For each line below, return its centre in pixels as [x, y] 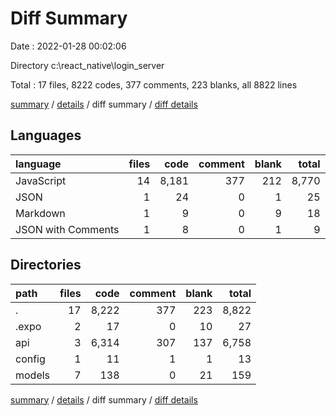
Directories [46, 265]
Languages [46, 135]
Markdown [40, 213]
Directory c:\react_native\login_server [87, 65]
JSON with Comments [67, 229]
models [33, 375]
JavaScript [41, 180]
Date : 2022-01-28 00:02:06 [68, 46]
